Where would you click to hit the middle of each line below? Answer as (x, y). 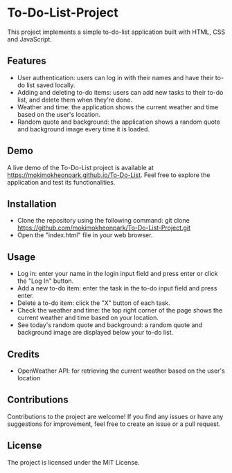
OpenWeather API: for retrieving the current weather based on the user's (121, 371)
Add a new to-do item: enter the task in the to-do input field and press (117, 288)
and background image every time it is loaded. (83, 129)
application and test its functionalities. (61, 182)
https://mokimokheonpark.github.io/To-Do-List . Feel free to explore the (109, 175)
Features (27, 61)
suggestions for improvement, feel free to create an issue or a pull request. (114, 424)
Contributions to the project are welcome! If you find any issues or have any (115, 416)
